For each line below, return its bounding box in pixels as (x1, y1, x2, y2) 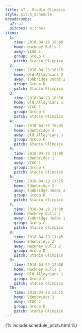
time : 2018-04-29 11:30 (14, 206, 64, 212)
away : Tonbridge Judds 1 (14, 216, 66, 221)
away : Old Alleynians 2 (14, 133, 64, 138)
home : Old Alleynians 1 (14, 100, 64, 105)
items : (5, 30, 19, 35)
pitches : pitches (9, 26, 46, 31)
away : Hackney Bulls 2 (14, 244, 61, 249)
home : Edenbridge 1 (14, 156, 55, 161)
